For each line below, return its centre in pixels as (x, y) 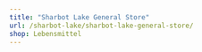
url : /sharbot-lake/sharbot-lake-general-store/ (101, 26)
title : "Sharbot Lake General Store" (80, 17)
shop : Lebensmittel (46, 33)
